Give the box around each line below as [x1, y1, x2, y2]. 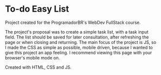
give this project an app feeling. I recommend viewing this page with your [5, 50, 152, 56]
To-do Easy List [5, 3, 70, 15]
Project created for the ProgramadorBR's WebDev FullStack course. [5, 19, 141, 25]
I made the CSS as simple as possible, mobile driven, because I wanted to [5, 44, 153, 50]
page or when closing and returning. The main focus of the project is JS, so [5, 39, 157, 45]
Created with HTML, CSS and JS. [5, 64, 72, 70]
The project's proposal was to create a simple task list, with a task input [5, 29, 148, 35]
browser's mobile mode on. [5, 55, 60, 60]
